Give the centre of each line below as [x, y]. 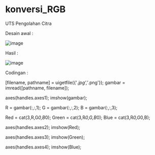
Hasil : [12, 53]
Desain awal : [19, 33]
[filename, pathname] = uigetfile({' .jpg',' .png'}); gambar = [65, 82]
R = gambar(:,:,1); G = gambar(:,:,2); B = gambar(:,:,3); [61, 107]
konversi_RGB [36, 9]
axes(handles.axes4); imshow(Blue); [43, 147]
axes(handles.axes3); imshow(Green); [45, 137]
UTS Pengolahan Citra [28, 23]
